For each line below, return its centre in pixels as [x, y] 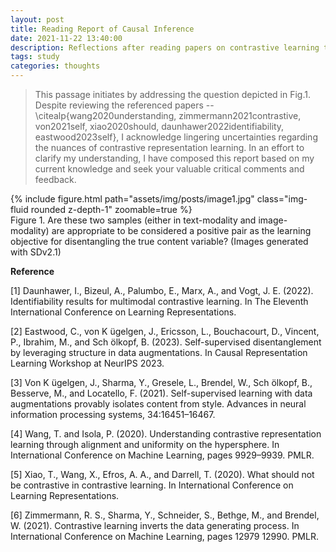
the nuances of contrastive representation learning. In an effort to [169, 147]
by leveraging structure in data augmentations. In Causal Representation [159, 352]
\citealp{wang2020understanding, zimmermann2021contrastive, [168, 115]
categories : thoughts [55, 66]
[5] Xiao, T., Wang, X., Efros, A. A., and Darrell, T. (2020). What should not [162, 474]
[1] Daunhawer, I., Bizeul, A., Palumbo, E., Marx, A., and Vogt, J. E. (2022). [162, 290]
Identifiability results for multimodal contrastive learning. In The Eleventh [159, 301]
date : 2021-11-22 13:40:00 [66, 38]
